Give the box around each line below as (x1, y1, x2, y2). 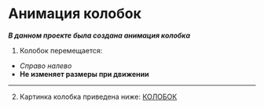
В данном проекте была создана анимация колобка (8, 31, 191, 40)
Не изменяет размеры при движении (19, 69, 149, 78)
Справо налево (19, 60, 72, 71)
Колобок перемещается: (19, 45, 103, 55)
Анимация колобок (8, 5, 141, 23)
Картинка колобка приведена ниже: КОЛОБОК (19, 92, 178, 101)
